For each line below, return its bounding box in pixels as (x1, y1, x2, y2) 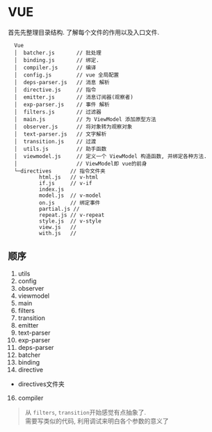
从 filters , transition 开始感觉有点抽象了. (24, 408, 147, 416)
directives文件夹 (17, 380, 65, 388)
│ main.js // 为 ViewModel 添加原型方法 (14, 115, 156, 122)
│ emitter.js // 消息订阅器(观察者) (14, 93, 134, 101)
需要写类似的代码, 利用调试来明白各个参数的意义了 (24, 417, 169, 425)
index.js (38, 186, 65, 193)
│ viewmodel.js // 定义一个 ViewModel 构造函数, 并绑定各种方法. (14, 152, 207, 160)
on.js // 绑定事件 (38, 199, 101, 206)
